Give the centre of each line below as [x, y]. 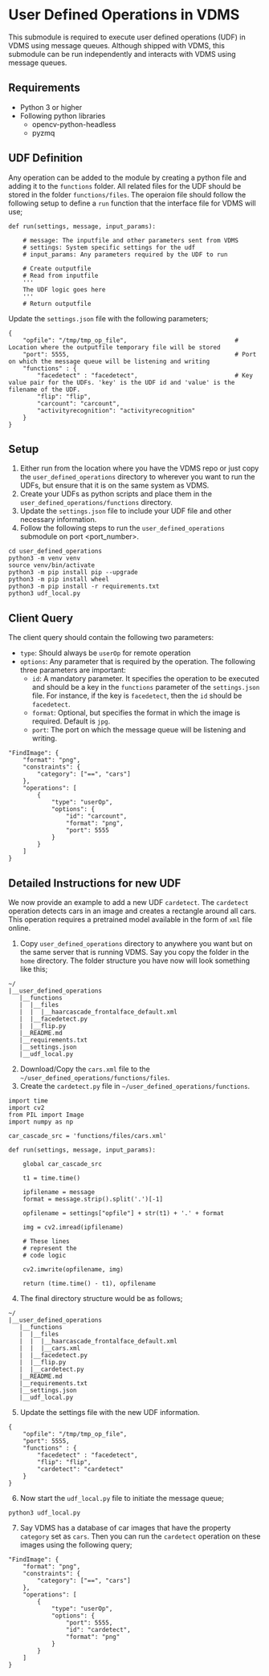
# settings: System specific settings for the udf [109, 247]
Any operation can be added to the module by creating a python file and [128, 177]
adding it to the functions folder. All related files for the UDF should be [125, 186]
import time [28, 1101]
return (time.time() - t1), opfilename [90, 1283]
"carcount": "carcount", [79, 403]
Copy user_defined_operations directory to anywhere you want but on [136, 944]
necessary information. [58, 520]
